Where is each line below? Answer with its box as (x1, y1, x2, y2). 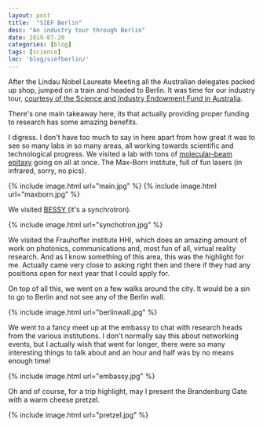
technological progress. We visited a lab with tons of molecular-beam (8, 149, 233, 158)
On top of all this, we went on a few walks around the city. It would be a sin (8, 284, 250, 293)
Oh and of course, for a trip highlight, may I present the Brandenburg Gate (8, 386, 247, 396)
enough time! (8, 355, 51, 366)
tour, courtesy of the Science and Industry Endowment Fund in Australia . (8, 94, 243, 103)
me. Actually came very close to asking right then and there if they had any (8, 260, 251, 270)
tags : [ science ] (8, 48, 61, 56)
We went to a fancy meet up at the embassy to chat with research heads (8, 322, 243, 332)
